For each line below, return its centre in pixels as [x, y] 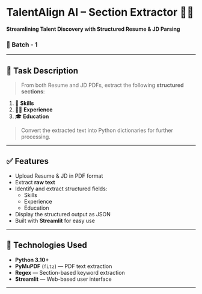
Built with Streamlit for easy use [55, 220]
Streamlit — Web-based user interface [63, 279]
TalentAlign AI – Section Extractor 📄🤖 [100, 12]
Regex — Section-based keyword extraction [70, 272]
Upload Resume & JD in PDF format [59, 176]
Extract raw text [35, 182]
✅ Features [28, 161]
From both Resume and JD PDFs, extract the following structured [103, 85]
